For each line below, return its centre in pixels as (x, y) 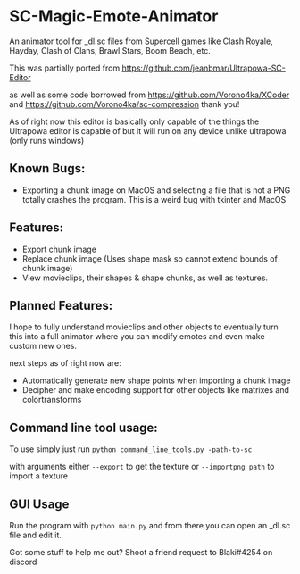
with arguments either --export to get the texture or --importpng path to (142, 467)
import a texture (39, 476)
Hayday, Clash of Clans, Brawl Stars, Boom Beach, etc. (110, 50)
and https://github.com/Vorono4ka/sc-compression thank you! (125, 104)
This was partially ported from (65, 68)
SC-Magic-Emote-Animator (114, 17)
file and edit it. (36, 535)
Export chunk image (59, 249)
